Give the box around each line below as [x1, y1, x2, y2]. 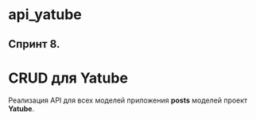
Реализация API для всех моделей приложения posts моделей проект [8, 95, 248, 105]
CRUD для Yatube [8, 69, 129, 87]
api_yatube [8, 6, 82, 24]
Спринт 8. [8, 37, 60, 51]
